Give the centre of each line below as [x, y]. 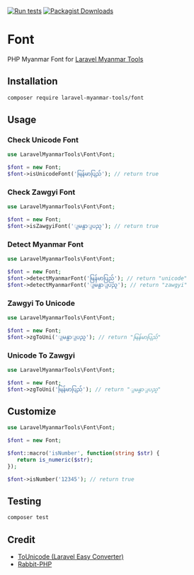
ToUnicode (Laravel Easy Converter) [70, 557]
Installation [33, 81]
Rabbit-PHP [35, 564]
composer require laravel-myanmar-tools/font [75, 98]
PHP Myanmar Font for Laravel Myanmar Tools [75, 59]
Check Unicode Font [43, 140]
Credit [21, 539]
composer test [28, 518]
